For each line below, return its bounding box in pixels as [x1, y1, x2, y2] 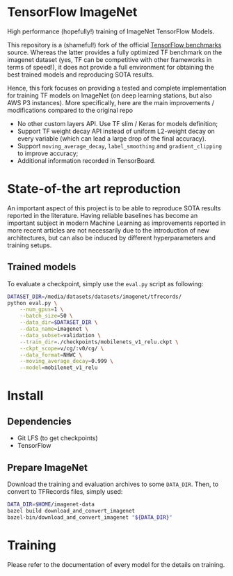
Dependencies [7, 415, 72, 427]
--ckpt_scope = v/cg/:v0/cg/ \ [19, 345, 104, 352]
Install [7, 388, 44, 404]
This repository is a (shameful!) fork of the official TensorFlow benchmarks [7, 40, 222, 49]
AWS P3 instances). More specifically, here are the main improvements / [7, 98, 214, 107]
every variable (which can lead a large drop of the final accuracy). [17, 134, 207, 143]
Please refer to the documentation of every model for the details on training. [7, 560, 225, 568]
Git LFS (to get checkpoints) [17, 434, 99, 442]
